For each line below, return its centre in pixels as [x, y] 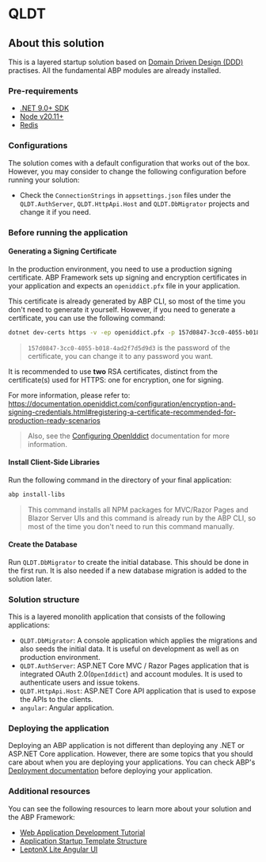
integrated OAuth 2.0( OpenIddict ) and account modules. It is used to [131, 674]
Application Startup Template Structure [84, 841]
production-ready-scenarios [54, 420]
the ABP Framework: [42, 817]
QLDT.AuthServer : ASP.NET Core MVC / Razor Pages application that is [134, 666]
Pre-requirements [44, 90]
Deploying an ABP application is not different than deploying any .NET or [127, 746]
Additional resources [49, 791]
